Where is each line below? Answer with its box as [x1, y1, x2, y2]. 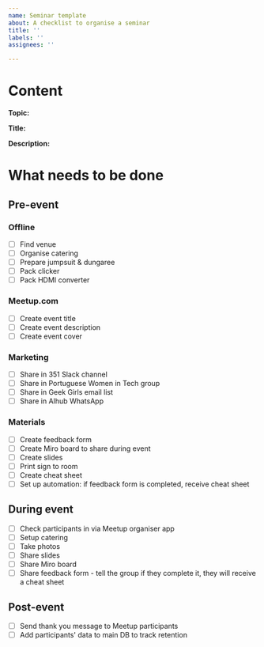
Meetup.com [8, 296, 59, 307]
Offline [8, 221, 36, 233]
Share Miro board [19, 559, 77, 569]
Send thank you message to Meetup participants [19, 621, 179, 630]
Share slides [19, 551, 61, 560]
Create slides [19, 452, 63, 462]
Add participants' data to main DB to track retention [19, 630, 188, 640]
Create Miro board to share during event [19, 444, 152, 453]
